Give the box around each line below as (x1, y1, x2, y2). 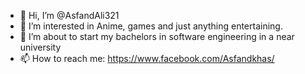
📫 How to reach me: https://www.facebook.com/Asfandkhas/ (19, 53, 275, 64)
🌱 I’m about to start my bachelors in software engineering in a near (19, 31, 295, 42)
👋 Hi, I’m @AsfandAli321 (19, 10, 120, 21)
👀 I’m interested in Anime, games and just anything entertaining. (19, 20, 283, 32)
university (19, 41, 62, 53)
